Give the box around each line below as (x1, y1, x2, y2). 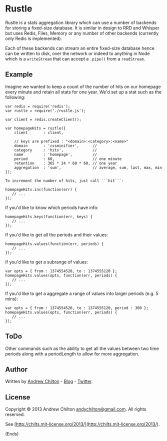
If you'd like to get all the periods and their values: (5, 231, 108, 237)
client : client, (14, 130, 64, 135)
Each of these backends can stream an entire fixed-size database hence (5, 45, 155, 51)
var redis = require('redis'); (5, 103, 70, 109)
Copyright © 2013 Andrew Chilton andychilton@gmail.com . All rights (5, 406, 146, 412)
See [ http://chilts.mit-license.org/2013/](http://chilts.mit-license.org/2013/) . (5, 421, 160, 427)
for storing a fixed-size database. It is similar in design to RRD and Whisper (5, 24, 159, 30)
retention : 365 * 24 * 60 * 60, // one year (14, 160, 117, 165)
